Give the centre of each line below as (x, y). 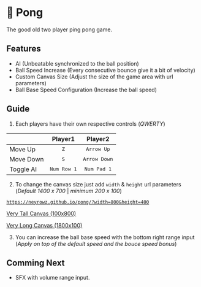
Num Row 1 (63, 169)
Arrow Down (98, 159)
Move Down (27, 159)
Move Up (22, 149)
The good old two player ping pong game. (59, 29)
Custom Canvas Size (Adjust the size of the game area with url (94, 77)
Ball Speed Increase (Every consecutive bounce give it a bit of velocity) (105, 70)
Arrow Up (98, 149)
